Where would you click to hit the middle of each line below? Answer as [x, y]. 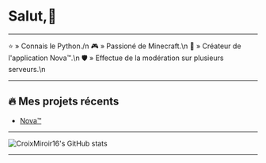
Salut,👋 [32, 16]
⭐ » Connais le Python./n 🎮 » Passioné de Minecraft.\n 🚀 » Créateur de [125, 46]
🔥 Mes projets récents [64, 102]
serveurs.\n [27, 69]
